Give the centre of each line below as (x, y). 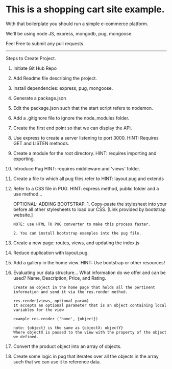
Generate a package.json (40, 98)
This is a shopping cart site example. (85, 9)
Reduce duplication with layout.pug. (51, 253)
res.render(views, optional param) (51, 301)
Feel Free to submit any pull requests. (45, 43)
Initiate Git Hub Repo (35, 68)
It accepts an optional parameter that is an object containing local (90, 305)
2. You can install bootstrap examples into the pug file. (77, 233)
